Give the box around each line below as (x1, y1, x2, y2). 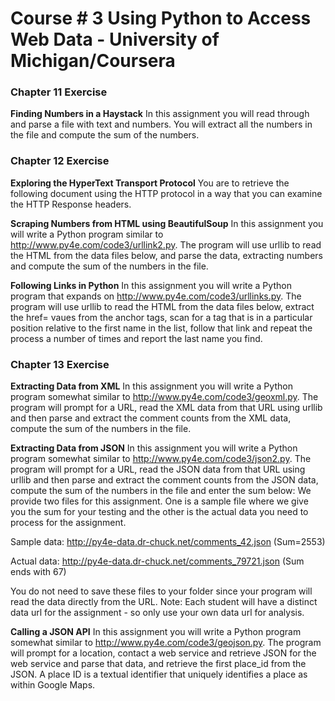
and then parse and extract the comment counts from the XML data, (10, 412, 292, 424)
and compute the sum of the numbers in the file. (10, 260, 209, 272)
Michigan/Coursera (10, 50, 176, 72)
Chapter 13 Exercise (10, 357, 110, 371)
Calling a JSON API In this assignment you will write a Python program (10, 626, 302, 638)
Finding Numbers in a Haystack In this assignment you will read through (10, 108, 310, 120)
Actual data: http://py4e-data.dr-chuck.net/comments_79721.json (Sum (10, 555, 305, 567)
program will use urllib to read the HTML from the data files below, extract (10, 300, 315, 312)
